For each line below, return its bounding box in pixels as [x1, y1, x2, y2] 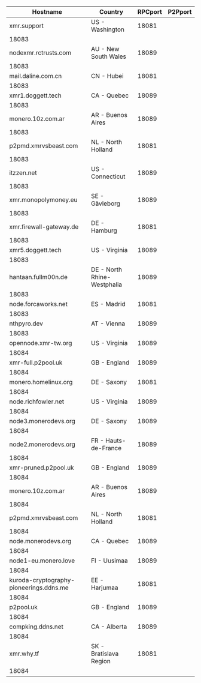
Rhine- [90, 273, 111, 281]
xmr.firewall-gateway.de [9, 223, 79, 230]
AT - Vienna [90, 319, 126, 328]
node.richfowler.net [9, 397, 65, 406]
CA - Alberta [90, 622, 127, 631]
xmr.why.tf [9, 649, 39, 658]
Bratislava [90, 649, 119, 658]
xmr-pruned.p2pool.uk [9, 463, 74, 472]
